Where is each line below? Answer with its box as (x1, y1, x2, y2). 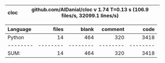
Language (7, 26, 32, 32)
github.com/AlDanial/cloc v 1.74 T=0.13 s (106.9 (31, 6, 149, 13)
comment (101, 26, 124, 32)
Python (7, 34, 25, 41)
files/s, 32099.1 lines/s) (61, 12, 119, 19)
